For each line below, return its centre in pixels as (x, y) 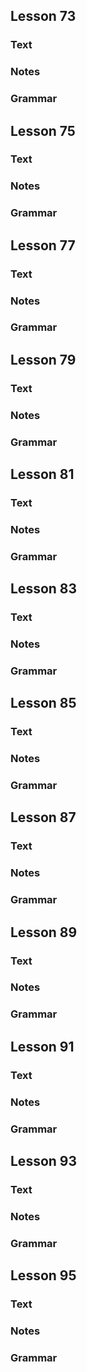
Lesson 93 (44, 1160)
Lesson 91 (42, 1046)
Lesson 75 (43, 130)
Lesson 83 (44, 589)
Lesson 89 (44, 932)
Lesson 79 (43, 359)
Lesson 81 (42, 474)
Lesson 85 (43, 703)
